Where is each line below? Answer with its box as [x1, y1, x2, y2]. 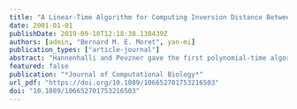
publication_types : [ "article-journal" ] [9, 46, 161, 54]
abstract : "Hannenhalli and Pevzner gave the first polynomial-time [9, 54, 267, 62]
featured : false [9, 62, 69, 71]
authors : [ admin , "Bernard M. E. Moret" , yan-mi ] [9, 37, 196, 47]
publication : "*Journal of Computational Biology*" [9, 70, 203, 79]
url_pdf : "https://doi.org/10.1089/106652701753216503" [9, 78, 219, 87]
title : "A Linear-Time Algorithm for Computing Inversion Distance [9, 12, 263, 22]
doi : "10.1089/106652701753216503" [9, 86, 141, 95]
